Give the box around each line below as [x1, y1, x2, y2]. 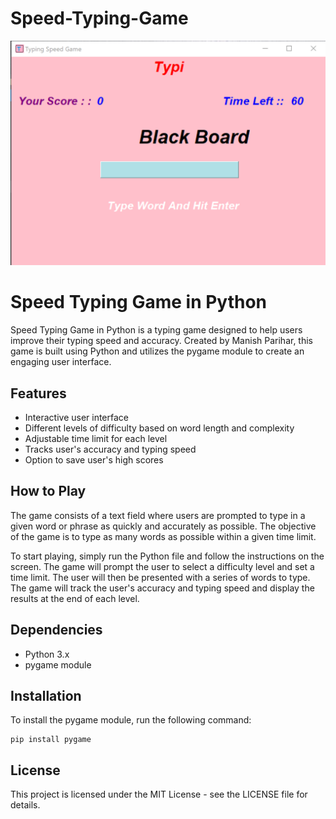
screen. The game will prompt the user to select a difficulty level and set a [10, 560, 315, 572]
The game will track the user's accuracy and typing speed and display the [10, 582, 315, 594]
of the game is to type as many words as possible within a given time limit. [10, 530, 317, 542]
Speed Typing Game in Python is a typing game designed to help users [10, 324, 303, 336]
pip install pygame [10, 735, 92, 745]
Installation [10, 688, 82, 704]
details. [10, 799, 41, 811]
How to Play [10, 483, 87, 500]
